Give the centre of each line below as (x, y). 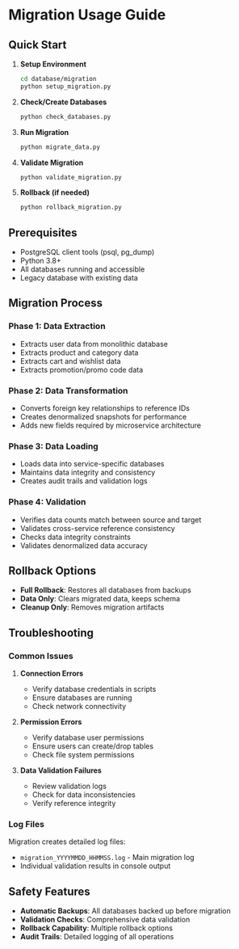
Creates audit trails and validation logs (84, 481)
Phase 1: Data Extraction (57, 327)
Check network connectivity (79, 706)
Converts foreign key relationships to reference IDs (105, 408)
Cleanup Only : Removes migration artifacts (92, 607)
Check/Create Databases (63, 102)
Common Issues (41, 656)
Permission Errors (51, 722)
